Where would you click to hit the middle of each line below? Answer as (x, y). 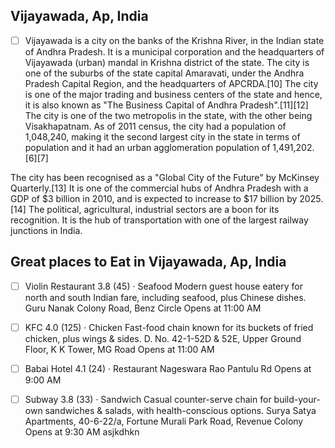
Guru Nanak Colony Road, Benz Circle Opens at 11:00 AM (143, 308)
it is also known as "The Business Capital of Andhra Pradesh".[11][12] (166, 105)
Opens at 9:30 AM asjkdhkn (82, 431)
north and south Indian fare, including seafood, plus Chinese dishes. (165, 297)
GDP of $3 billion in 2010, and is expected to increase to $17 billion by (154, 198)
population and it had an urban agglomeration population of (147, 147)
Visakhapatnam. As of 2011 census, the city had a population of (155, 126)
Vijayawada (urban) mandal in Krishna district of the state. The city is (167, 62)
